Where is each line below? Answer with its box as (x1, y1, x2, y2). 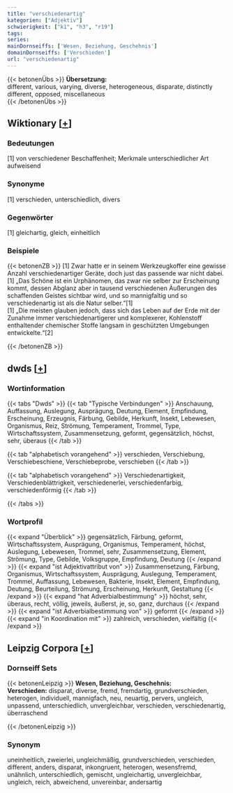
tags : (7, 29, 23, 37)
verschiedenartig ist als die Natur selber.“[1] (7, 299, 133, 308)
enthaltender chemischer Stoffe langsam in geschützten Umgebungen (7, 321, 209, 329)
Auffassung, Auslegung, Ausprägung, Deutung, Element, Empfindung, (7, 407, 208, 415)
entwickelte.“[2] (7, 329, 54, 337)
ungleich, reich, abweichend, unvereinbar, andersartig (7, 778, 163, 787)
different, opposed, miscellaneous (7, 90, 105, 98)
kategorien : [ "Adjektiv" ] (7, 17, 82, 24)
